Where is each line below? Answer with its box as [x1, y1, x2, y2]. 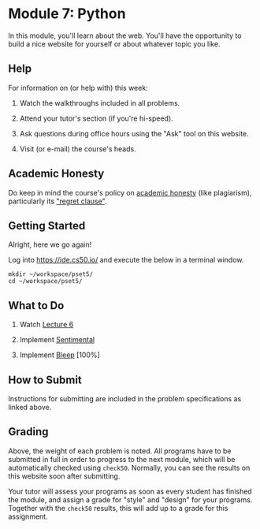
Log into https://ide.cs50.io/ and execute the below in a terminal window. [8, 255, 244, 265]
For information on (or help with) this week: [8, 83, 148, 92]
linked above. [8, 403, 52, 412]
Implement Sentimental [19, 335, 95, 345]
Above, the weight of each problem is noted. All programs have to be [8, 446, 232, 456]
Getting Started [8, 218, 86, 233]
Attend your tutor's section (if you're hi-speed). [19, 114, 173, 123]
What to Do [8, 299, 65, 312]
